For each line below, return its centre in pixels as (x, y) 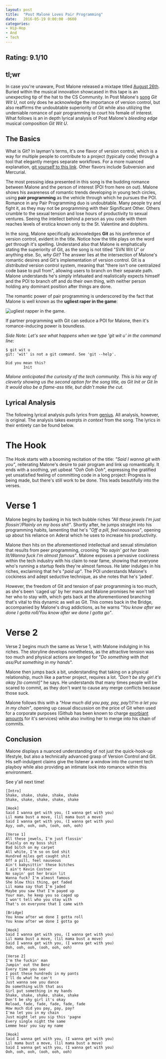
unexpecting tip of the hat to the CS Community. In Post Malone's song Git (81, 97)
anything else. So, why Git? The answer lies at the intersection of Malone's (82, 254)
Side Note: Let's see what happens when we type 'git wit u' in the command (83, 335)
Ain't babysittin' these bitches (40, 865)
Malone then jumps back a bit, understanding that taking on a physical (77, 672)
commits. (15, 724)
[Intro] (14, 791)
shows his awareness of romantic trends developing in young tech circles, (81, 192)
